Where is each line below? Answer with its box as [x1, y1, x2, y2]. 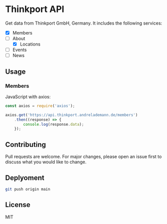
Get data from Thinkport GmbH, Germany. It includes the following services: [5, 20, 162, 26]
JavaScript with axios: [5, 94, 51, 100]
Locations [20, 41, 41, 47]
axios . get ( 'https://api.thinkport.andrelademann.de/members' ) [5, 112, 138, 117]
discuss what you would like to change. [5, 159, 87, 165]
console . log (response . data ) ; [23, 122, 84, 127]
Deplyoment [5, 173, 45, 182]
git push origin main [5, 186, 51, 191]
